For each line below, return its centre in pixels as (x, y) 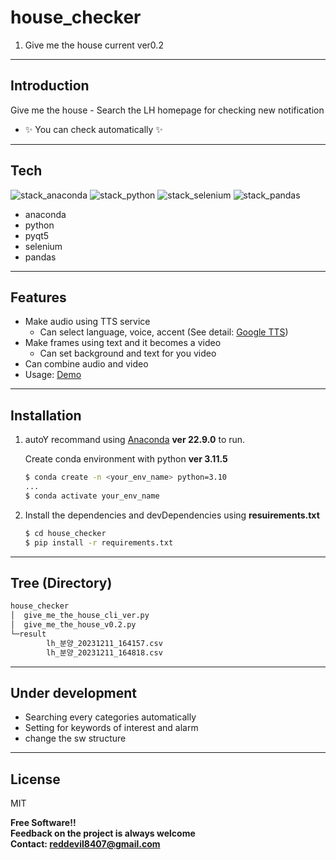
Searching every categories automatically (110, 717)
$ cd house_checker (65, 533)
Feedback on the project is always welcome (103, 833)
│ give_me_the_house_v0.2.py (73, 625)
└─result (28, 634)
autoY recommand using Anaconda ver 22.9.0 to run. (135, 440)
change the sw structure (75, 738)
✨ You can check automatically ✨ (93, 129)
